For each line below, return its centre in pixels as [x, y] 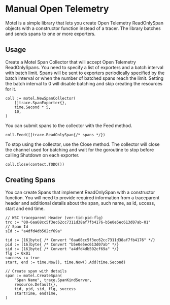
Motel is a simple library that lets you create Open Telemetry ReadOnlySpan [84, 23]
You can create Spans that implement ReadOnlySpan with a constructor [80, 192]
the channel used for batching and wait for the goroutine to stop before [80, 149]
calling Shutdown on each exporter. [42, 155]
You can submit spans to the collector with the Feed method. [69, 126]
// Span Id [17, 227]
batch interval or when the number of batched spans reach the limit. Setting [84, 78]
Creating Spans [30, 180]
